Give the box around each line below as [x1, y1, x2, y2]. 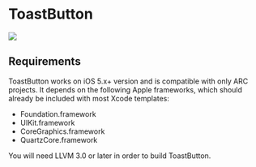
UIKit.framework [19, 118, 75, 127]
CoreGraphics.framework [19, 126, 105, 136]
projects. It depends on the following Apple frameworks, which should [8, 84, 243, 94]
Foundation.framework [19, 109, 96, 118]
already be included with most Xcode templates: [8, 93, 170, 103]
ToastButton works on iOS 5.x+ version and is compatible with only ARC [8, 76, 249, 86]
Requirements [8, 54, 81, 69]
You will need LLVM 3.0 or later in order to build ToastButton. [8, 151, 211, 161]
